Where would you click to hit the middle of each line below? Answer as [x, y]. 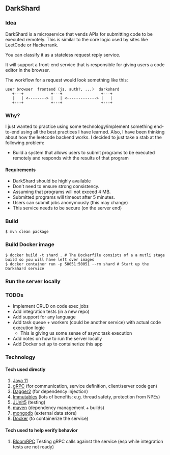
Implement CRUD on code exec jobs [51, 306]
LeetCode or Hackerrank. [32, 45]
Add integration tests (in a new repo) [51, 311]
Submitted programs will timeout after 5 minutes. [64, 197]
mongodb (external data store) [45, 413]
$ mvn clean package [27, 232]
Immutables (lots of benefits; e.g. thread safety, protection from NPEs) [86, 397]
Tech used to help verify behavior [41, 430]
